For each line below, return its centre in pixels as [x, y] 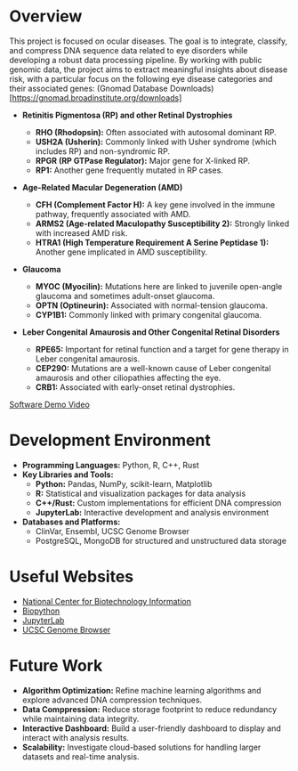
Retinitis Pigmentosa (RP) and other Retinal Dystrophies [127, 115]
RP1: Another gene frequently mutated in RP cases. [129, 170]
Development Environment [110, 440]
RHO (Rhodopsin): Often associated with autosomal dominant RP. [156, 132]
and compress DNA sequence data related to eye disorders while [129, 50]
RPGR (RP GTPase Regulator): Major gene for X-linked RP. [143, 160]
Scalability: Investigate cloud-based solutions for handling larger [141, 747]
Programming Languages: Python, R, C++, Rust [111, 465]
